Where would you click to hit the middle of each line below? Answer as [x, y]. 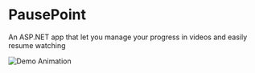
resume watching [37, 45]
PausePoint [47, 15]
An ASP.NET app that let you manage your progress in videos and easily [128, 37]
